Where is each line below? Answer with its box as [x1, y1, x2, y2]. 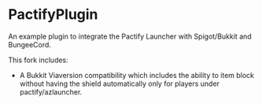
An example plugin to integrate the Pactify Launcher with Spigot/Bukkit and [8, 32, 252, 41]
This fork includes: [8, 55, 68, 65]
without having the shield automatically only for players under [19, 79, 220, 88]
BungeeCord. [8, 39, 51, 49]
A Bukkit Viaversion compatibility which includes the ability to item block [19, 70, 254, 80]
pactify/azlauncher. [19, 87, 83, 96]
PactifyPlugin [8, 6, 98, 24]
